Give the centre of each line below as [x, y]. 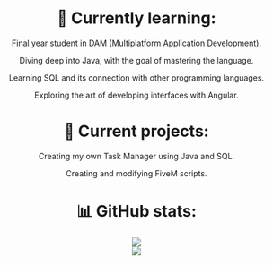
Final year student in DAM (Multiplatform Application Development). [136, 43]
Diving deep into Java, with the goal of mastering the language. [136, 60]
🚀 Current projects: [136, 131]
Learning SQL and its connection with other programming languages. [136, 77]
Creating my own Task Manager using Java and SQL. [136, 156]
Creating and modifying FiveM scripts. [136, 173]
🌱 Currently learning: [136, 18]
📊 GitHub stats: [136, 212]
